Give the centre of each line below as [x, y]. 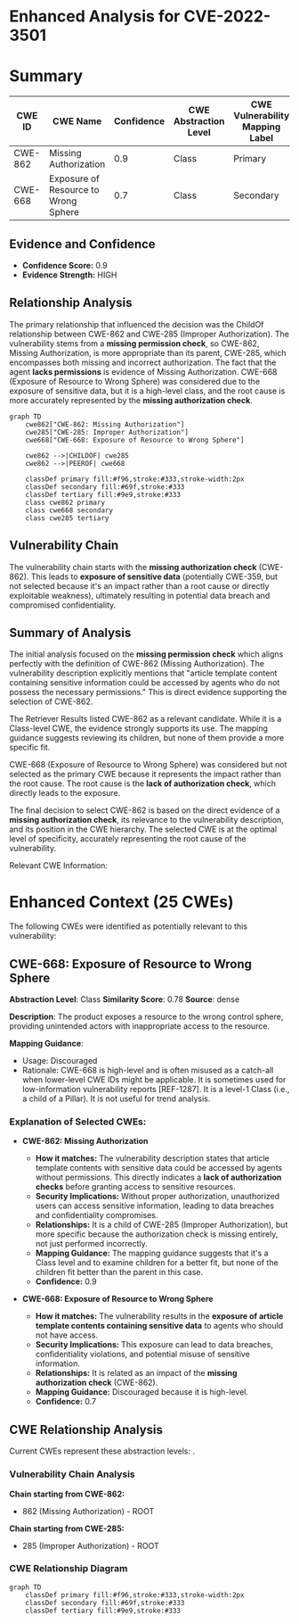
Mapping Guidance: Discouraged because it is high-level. [142, 1392]
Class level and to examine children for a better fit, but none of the [157, 1263]
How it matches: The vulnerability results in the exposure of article [159, 1316]
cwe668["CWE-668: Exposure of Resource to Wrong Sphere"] [135, 440]
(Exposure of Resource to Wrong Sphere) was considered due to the [135, 381]
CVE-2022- [227, 17]
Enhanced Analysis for [95, 17]
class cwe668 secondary [69, 510]
